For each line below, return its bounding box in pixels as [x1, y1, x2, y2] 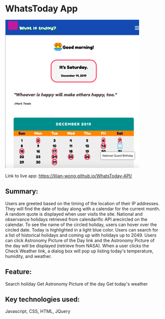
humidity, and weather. [5, 253, 52, 259]
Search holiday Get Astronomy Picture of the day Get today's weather [5, 281, 148, 287]
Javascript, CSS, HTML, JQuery [5, 309, 71, 315]
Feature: [5, 268, 32, 276]
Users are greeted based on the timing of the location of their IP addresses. [5, 200, 160, 206]
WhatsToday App [5, 3, 78, 14]
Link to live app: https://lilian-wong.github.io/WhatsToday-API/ [5, 172, 133, 179]
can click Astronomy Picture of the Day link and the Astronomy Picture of [5, 237, 155, 243]
